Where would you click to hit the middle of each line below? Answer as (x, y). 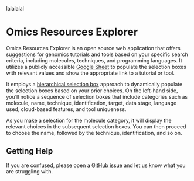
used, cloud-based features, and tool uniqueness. (66, 109)
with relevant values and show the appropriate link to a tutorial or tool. (90, 73)
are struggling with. (30, 171)
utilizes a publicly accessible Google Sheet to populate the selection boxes (96, 67)
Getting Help (30, 151)
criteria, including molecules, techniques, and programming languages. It (94, 60)
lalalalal (15, 8)
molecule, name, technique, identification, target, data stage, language (91, 103)
